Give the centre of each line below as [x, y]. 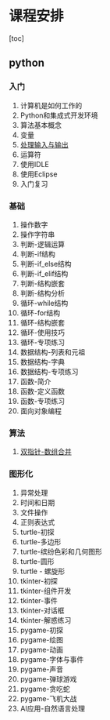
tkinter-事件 [39, 600]
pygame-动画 [42, 649]
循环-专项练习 [43, 342]
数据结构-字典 [43, 362]
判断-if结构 [37, 254]
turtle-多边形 [41, 541]
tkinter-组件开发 [46, 591]
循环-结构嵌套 [43, 322]
